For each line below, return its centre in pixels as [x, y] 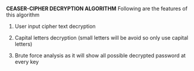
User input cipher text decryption [55, 26]
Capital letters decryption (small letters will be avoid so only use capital [101, 38]
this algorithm [23, 15]
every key [27, 62]
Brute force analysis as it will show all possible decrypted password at [100, 55]
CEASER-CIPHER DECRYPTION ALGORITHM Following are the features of [97, 9]
